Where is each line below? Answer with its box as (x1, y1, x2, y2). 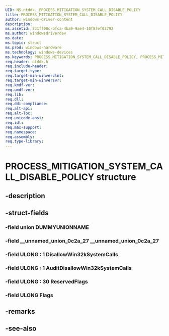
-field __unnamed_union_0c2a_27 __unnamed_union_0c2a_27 (5, 237, 159, 244)
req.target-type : (5, 69, 42, 74)
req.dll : (5, 97, 24, 102)
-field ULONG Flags (5, 292, 54, 299)
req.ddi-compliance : (5, 102, 49, 107)
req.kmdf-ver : (5, 82, 35, 87)
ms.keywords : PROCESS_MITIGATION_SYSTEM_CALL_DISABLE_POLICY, (5, 54, 138, 60)
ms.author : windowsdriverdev (5, 31, 66, 36)
